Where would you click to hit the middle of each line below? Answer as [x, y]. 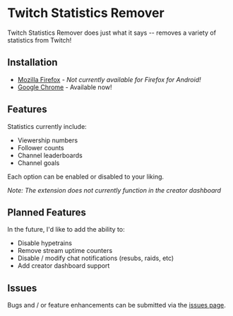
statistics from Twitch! [40, 40]
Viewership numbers [48, 140]
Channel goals [38, 163]
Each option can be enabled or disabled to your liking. [86, 176]
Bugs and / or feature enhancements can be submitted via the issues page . [116, 305]
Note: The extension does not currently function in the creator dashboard [114, 190]
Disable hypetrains [45, 243]
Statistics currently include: [47, 126]
